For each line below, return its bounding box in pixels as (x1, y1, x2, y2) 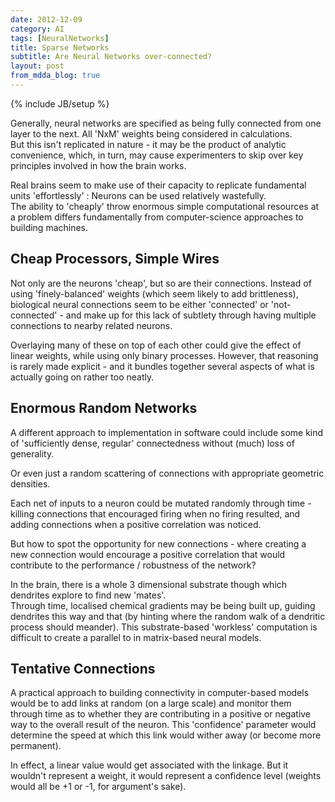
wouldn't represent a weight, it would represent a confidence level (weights (10, 770, 322, 782)
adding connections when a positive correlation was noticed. (10, 518, 262, 530)
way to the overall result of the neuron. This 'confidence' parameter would (10, 719, 317, 731)
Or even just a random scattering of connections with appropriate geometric (10, 467, 325, 479)
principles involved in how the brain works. (10, 159, 187, 171)
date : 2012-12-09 (10, 14, 83, 25)
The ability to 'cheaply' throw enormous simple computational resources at (10, 200, 320, 212)
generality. (10, 447, 55, 460)
